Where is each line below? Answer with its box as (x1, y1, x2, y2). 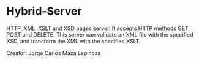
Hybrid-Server (6, 4, 82, 18)
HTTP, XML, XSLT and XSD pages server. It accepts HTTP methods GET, (6, 24, 190, 32)
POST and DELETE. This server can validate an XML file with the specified (6, 31, 193, 38)
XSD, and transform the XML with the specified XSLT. (6, 37, 141, 45)
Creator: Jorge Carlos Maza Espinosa (6, 49, 101, 56)
